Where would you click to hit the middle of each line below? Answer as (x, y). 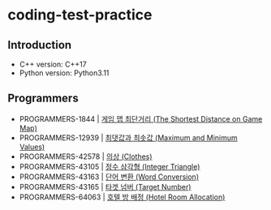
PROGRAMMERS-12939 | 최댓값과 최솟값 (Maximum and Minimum (129, 137)
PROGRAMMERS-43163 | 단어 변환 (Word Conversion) (109, 177)
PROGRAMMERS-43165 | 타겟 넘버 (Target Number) (105, 186)
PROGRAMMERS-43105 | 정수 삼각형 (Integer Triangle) (110, 166)
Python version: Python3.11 (64, 73)
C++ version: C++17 (53, 64)
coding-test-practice (80, 15)
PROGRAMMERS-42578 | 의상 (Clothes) (86, 156)
